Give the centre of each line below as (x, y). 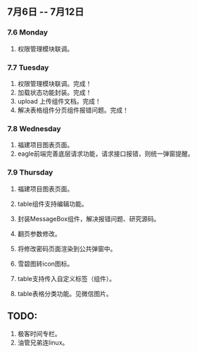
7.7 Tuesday (28, 67)
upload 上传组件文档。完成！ (59, 101)
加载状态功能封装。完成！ (55, 92)
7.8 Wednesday (34, 128)
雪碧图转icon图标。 (45, 264)
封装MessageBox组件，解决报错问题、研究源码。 (89, 218)
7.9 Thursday (30, 173)
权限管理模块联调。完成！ (55, 83)
